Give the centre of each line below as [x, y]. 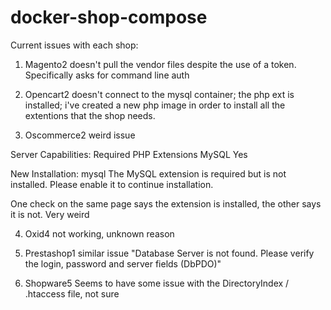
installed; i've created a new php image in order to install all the [155, 105]
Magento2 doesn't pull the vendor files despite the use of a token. [160, 64]
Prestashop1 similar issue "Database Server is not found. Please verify [169, 253]
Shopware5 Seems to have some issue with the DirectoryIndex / [157, 283]
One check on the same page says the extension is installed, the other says [166, 203]
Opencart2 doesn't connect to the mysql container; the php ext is [159, 94]
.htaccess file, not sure [72, 293]
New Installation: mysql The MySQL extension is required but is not [148, 173]
